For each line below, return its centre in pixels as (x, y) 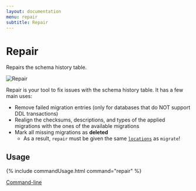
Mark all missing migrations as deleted (61, 133)
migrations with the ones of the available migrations (77, 126)
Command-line (24, 182)
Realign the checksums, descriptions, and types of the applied (90, 120)
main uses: (19, 96)
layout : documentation (34, 11)
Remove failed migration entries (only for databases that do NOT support (102, 107)
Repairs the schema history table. (47, 67)
